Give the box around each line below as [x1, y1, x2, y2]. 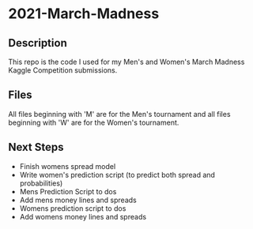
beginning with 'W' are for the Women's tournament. [8, 118, 179, 127]
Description [8, 36, 67, 50]
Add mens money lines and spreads [19, 195, 137, 205]
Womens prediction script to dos [19, 203, 126, 213]
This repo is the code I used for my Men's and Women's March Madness [8, 57, 245, 66]
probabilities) [19, 178, 63, 188]
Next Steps [8, 141, 64, 154]
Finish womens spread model [19, 161, 116, 171]
